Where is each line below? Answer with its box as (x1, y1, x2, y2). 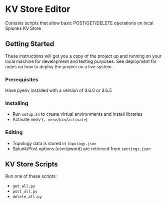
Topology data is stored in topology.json (12, 140, 96, 146)
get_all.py (12, 184, 35, 189)
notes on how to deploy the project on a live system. (5, 63, 113, 69)
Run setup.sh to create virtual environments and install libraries (12, 111, 143, 117)
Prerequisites (5, 76, 38, 83)
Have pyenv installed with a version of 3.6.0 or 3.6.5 (5, 87, 112, 93)
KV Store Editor (5, 3, 70, 15)
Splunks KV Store (5, 25, 41, 31)
